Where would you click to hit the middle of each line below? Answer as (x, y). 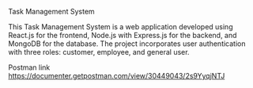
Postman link (29, 67)
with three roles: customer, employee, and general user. (99, 52)
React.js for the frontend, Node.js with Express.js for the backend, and (123, 35)
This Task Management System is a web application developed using (121, 27)
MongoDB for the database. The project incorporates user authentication (127, 44)
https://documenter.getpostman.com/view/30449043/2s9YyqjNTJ (117, 76)
